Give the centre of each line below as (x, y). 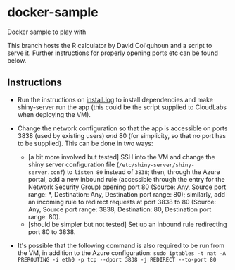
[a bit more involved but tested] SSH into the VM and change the (122, 157)
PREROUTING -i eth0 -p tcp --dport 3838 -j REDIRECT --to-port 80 (117, 259)
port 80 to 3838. (52, 232)
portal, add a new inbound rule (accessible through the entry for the (126, 179)
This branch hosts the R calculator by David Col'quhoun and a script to (110, 45)
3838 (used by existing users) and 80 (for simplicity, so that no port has (122, 135)
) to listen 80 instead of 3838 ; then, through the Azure (141, 172)
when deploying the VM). (54, 114)
